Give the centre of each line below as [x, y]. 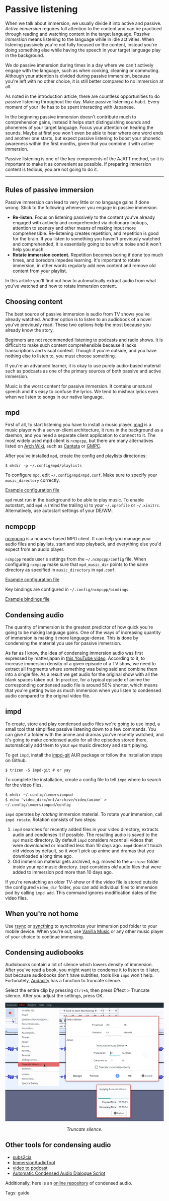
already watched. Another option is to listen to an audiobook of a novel [78, 319]
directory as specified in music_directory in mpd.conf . [61, 570]
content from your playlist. [40, 271]
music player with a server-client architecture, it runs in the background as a [84, 430]
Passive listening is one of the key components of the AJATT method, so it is [84, 159]
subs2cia [22, 1157]
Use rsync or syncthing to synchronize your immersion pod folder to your [81, 926]
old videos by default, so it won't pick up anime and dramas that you [83, 851]
